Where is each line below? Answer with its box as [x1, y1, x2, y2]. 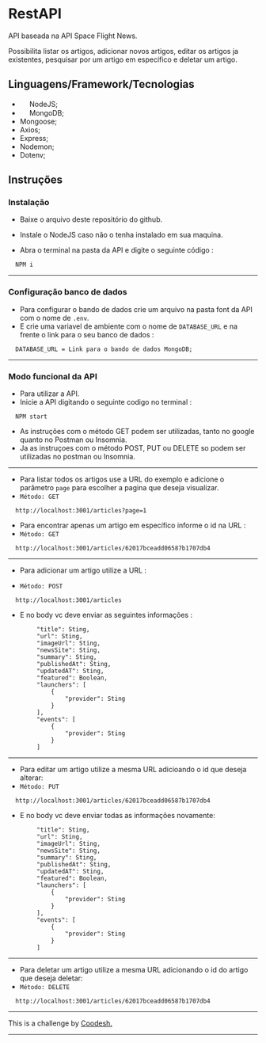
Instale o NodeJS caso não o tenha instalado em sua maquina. [19, 230, 223, 240]
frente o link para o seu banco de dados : [19, 329, 154, 339]
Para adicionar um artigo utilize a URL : [19, 565, 147, 575]
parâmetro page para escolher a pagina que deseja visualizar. [19, 483, 219, 493]
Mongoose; [19, 116, 58, 126]
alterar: [19, 773, 44, 782]
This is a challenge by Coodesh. [8, 1018, 113, 1028]
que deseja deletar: [19, 973, 83, 983]
